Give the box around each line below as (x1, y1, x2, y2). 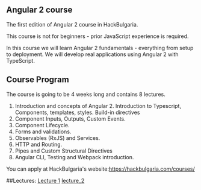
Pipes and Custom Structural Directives (14, 147, 113, 154)
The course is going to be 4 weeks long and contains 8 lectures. (6, 90, 165, 98)
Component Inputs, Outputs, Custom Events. (14, 115, 126, 122)
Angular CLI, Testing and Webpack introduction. (14, 153, 134, 160)
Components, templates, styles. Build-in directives (14, 109, 140, 116)
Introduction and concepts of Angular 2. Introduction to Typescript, (14, 102, 182, 109)
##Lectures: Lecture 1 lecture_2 (6, 177, 85, 184)
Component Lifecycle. (14, 121, 70, 128)
